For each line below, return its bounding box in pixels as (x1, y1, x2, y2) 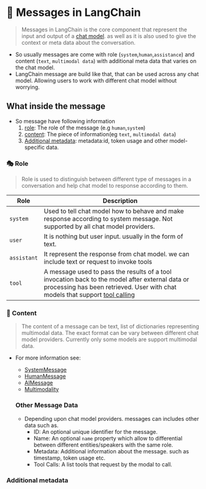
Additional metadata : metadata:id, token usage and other (24, 137, 169, 144)
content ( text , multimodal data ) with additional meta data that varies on (15, 57, 197, 64)
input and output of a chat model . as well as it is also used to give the (21, 32, 196, 39)
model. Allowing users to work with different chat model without (15, 77, 177, 84)
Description (102, 196, 138, 205)
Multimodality (24, 386, 59, 393)
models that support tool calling (44, 291, 135, 299)
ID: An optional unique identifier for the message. (33, 428, 158, 435)
